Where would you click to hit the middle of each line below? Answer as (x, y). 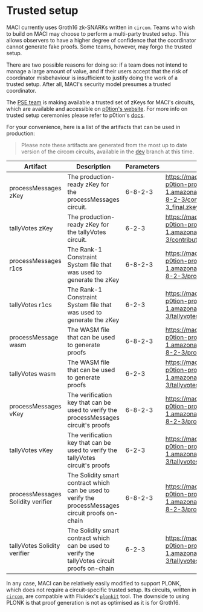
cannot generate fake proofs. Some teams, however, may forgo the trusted (99, 47)
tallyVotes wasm (33, 373)
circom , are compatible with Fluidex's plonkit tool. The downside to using (98, 596)
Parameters (143, 166)
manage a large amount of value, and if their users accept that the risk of (97, 71)
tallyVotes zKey (31, 228)
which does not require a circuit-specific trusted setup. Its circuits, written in (101, 590)
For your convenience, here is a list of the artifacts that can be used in (93, 127)
